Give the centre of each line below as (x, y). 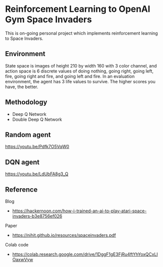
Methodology (26, 102)
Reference (21, 189)
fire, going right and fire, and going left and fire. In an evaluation (70, 76)
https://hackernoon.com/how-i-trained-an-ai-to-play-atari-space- (79, 211)
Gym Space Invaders (49, 19)
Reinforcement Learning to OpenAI (78, 9)
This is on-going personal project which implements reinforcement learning (81, 33)
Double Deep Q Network (37, 119)
